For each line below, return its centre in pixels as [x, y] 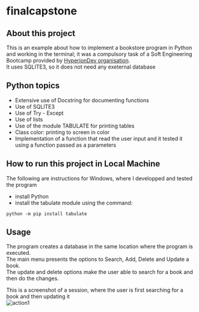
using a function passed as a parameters [66, 145]
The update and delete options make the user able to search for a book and [100, 272]
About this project [41, 33]
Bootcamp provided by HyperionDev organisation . [68, 60]
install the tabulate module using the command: [74, 203]
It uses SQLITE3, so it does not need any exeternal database [81, 67]
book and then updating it [38, 296]
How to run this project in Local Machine [83, 164]
